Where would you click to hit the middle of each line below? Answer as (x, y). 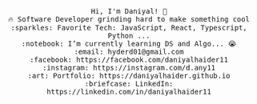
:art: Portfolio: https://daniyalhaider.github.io (129, 76)
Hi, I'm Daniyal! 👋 (129, 11)
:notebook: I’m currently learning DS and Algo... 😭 (129, 44)
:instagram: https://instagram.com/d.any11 (129, 68)
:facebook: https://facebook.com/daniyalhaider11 (129, 60)
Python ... (129, 36)
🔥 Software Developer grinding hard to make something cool (129, 19)
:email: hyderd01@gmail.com (129, 52)
